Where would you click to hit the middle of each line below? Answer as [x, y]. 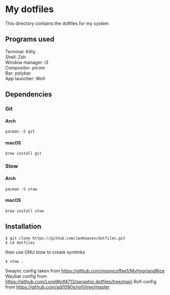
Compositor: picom [25, 67]
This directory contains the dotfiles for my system [57, 23]
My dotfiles [30, 9]
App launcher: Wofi [25, 78]
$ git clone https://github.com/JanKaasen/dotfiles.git [65, 238]
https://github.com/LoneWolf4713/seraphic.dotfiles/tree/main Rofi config [81, 281]
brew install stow [25, 211]
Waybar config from [26, 276]
